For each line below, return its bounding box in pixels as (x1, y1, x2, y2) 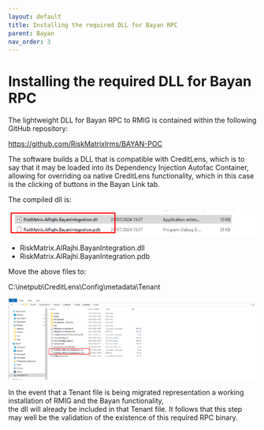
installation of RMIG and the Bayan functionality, (8, 396, 164, 406)
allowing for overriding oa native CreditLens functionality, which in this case (8, 171, 255, 181)
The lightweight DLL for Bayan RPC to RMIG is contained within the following (8, 115, 257, 125)
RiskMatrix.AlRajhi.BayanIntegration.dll (19, 243, 145, 252)
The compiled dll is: (8, 195, 73, 204)
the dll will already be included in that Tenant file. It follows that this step (8, 405, 243, 414)
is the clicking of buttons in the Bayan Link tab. (8, 180, 160, 189)
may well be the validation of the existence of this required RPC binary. (8, 413, 238, 422)
